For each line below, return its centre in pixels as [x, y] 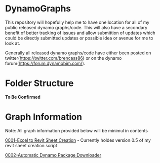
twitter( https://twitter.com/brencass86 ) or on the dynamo [63, 58]
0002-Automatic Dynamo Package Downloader [53, 155]
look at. [13, 43]
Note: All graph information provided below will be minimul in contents [77, 130]
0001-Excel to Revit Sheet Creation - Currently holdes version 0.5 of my [78, 140]
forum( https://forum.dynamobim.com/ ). [45, 63]
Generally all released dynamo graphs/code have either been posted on [78, 53]
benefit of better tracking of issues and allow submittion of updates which [80, 33]
